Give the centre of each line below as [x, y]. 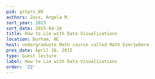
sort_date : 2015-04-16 [34, 28]
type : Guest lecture [32, 56]
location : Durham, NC [33, 39]
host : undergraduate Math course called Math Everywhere [78, 45]
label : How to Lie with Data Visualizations [62, 61]
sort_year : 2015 [26, 23]
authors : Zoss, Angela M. [38, 17]
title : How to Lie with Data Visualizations [62, 34]
